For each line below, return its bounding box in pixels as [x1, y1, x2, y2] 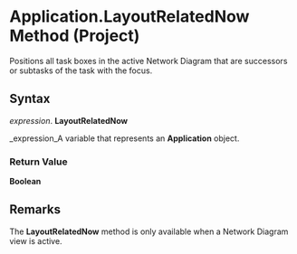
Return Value [9, 155, 68, 168]
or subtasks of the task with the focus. [9, 65, 153, 76]
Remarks [9, 202, 62, 218]
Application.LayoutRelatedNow [9, 6, 250, 27]
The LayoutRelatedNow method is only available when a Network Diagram [9, 226, 289, 237]
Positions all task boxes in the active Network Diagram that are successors [9, 55, 288, 66]
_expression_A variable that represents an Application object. [9, 133, 240, 144]
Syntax [9, 91, 51, 107]
